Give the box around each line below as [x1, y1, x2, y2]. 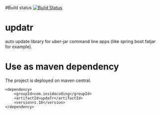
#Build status [5, 5, 32, 10]
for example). [5, 44, 33, 50]
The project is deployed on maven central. [5, 77, 92, 83]
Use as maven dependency [5, 61, 119, 72]
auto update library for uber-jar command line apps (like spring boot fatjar [5, 38, 156, 44]
